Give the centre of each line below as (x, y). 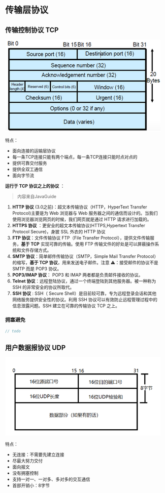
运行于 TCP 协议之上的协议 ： (35, 186)
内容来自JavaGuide (37, 197)
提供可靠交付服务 (30, 163)
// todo (13, 331)
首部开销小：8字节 (31, 486)
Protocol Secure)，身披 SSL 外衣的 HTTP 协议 (59, 232)
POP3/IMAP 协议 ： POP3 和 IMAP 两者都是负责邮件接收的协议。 (78, 275)
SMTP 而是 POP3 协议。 (37, 269)
